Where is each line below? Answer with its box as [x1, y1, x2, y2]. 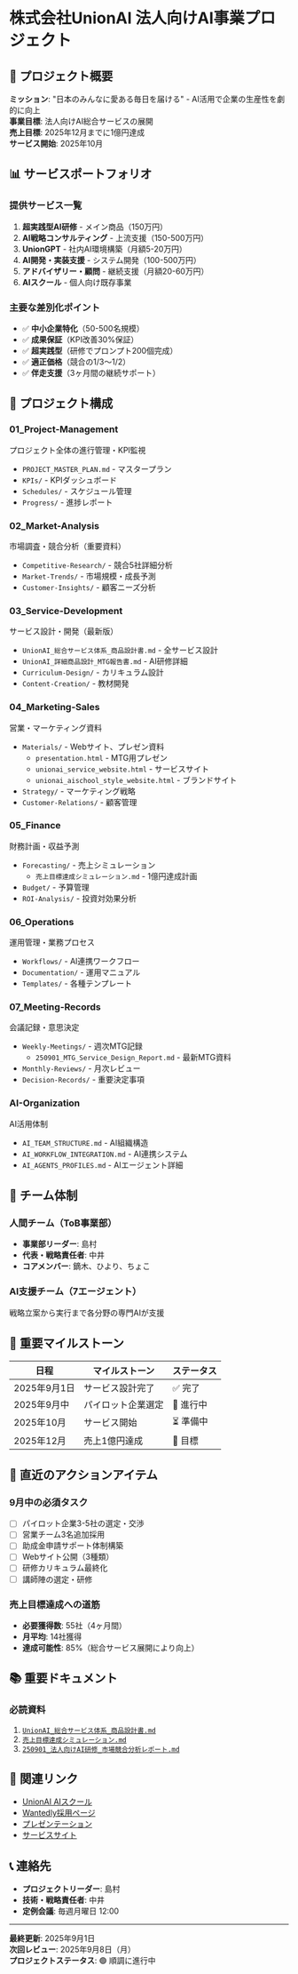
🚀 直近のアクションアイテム [9, 1467, 158, 1482]
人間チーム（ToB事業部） [9, 1217, 117, 1229]
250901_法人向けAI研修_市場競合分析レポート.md [21, 1745, 180, 1754]
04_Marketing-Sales [9, 701, 100, 714]
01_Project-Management [9, 423, 119, 436]
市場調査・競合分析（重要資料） [9, 540, 126, 551]
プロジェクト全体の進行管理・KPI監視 [9, 444, 146, 455]
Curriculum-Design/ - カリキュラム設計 [21, 667, 164, 678]
